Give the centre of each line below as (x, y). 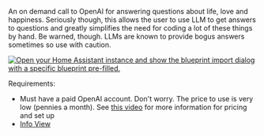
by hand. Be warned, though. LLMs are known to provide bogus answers (126, 36)
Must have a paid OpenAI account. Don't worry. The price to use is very (136, 99)
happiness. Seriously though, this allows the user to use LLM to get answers (132, 20)
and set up (37, 116)
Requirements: (32, 83)
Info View (35, 124)
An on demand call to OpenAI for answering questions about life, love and (128, 11)
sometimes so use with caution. (60, 45)
